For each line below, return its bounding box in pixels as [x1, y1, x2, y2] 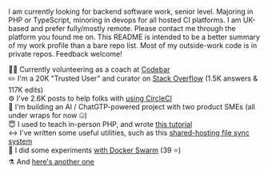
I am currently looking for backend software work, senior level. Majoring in [8, 7, 254, 16]
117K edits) [8, 85, 44, 94]
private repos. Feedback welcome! [8, 49, 122, 58]
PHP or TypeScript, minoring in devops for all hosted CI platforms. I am [8, 15, 242, 25]
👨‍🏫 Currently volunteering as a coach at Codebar [8, 65, 170, 74]
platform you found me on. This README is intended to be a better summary [8, 32, 260, 42]
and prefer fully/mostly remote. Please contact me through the [30, 24, 236, 33]
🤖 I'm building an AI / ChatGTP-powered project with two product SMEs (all [8, 102, 256, 111]
